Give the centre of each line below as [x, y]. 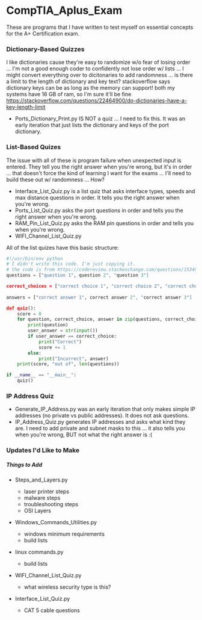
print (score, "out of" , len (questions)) [68, 364]
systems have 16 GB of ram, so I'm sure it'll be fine [69, 95]
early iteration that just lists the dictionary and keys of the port [92, 125]
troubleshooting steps [51, 504]
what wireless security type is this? [67, 587]
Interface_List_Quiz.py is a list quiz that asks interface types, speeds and [105, 191]
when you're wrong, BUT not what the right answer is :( [84, 435]
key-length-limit [26, 107]
